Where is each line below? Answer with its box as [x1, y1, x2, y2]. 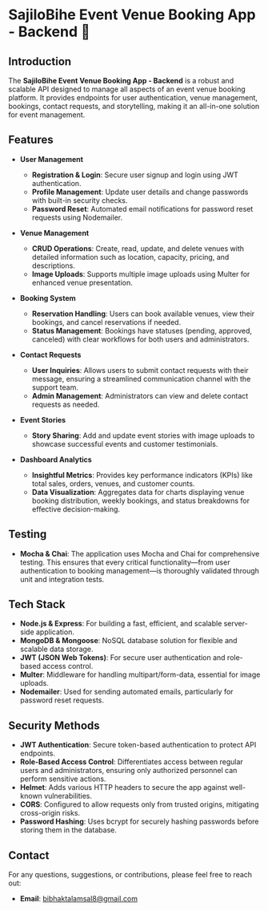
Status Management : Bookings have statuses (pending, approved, [31, 326, 253, 335]
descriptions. [31, 261, 76, 270]
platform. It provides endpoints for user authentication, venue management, [8, 93, 258, 102]
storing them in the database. [19, 825, 118, 835]
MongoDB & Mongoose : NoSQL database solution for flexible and [19, 636, 238, 646]
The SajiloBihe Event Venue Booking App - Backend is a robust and [8, 76, 234, 85]
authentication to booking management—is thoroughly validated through [19, 565, 260, 575]
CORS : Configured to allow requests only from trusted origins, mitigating [19, 800, 259, 809]
